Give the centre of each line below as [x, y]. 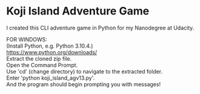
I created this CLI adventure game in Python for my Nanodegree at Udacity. [100, 28]
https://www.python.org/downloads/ [52, 52]
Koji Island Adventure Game [78, 11]
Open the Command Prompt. [42, 65]
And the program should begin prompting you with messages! [84, 84]
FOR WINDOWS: [27, 39]
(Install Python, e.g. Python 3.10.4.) [50, 46]
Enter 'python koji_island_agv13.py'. [51, 78]
